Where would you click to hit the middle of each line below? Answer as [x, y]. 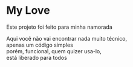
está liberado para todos [37, 57]
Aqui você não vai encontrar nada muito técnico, [67, 38]
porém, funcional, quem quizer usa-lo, [54, 51]
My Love [28, 10]
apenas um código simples [40, 45]
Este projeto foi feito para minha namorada [60, 27]
